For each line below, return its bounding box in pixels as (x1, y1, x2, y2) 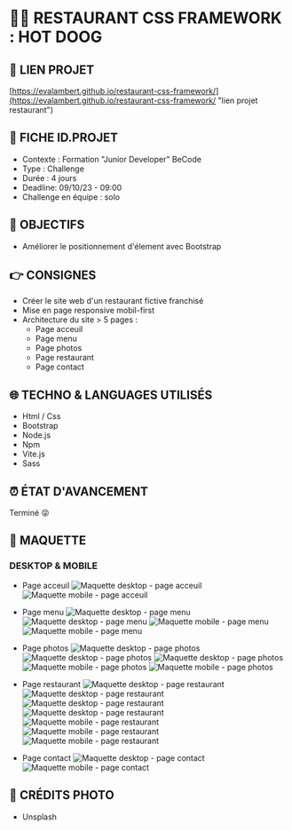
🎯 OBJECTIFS (9, 218, 85, 233)
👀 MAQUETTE (9, 533, 87, 549)
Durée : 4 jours (21, 172, 77, 183)
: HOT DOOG (9, 27, 103, 47)
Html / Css (21, 411, 61, 422)
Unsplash (21, 811, 58, 822)
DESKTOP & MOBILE (9, 559, 99, 572)
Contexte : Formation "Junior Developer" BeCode (21, 154, 202, 164)
